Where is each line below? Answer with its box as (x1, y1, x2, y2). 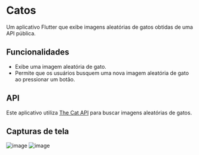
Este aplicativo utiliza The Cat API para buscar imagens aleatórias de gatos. (6, 109, 192, 116)
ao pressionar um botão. (14, 75, 76, 83)
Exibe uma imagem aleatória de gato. (14, 63, 106, 70)
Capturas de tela (6, 126, 69, 136)
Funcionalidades (6, 47, 70, 57)
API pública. (6, 29, 36, 37)
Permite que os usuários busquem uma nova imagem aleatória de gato (14, 69, 189, 77)
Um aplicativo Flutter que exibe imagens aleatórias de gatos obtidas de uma (6, 23, 193, 31)
